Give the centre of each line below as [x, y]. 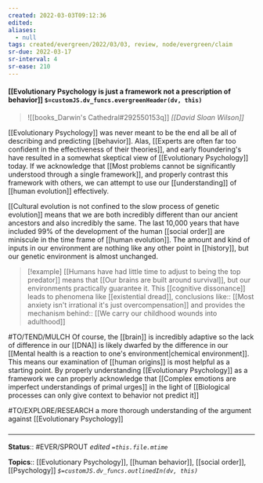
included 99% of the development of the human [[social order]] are [117, 231]
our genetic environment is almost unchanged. [83, 256]
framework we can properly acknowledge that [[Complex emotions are [122, 379]
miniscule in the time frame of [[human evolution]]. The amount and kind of [129, 240]
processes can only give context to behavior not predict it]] [104, 395]
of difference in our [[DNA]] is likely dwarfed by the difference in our [118, 345]
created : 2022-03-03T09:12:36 [58, 15]
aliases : [22, 30]
